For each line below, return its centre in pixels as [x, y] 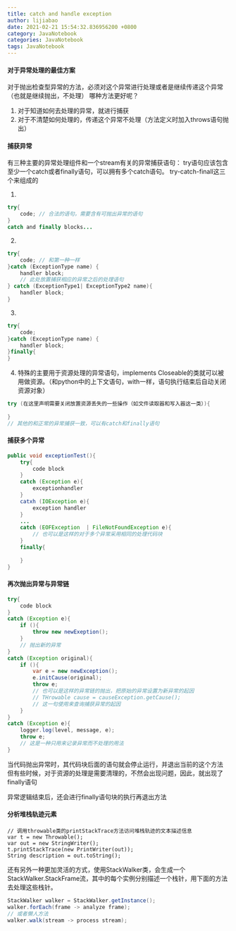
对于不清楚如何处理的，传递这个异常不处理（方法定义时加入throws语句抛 [123, 120]
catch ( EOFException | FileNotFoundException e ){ [96, 528]
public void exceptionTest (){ [52, 455]
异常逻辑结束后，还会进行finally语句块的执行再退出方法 [87, 796]
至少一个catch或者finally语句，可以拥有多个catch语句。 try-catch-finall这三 [117, 172]
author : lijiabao [33, 20]
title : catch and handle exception [60, 14]
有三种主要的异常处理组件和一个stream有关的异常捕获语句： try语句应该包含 [118, 163]
